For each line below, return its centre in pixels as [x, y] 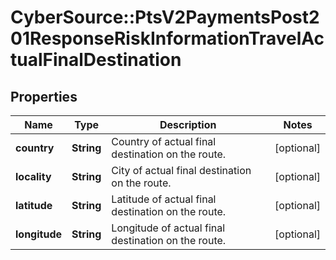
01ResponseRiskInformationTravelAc [167, 38]
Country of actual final [164, 141]
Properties [44, 96]
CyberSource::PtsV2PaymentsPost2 [165, 17]
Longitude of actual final [168, 228]
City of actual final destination [181, 170]
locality [33, 176]
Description [188, 124]
